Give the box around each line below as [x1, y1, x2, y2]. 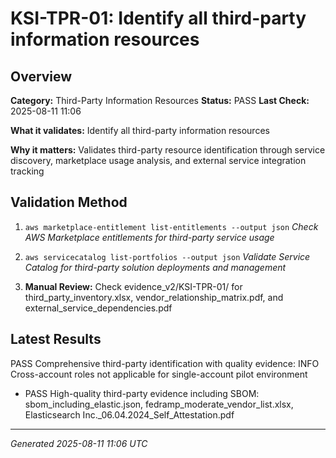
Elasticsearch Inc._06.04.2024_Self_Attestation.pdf [24, 408, 235, 421]
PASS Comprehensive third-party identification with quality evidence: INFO [10, 357, 320, 369]
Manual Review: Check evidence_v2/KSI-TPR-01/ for [24, 280, 243, 292]
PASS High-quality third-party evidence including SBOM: [24, 387, 260, 399]
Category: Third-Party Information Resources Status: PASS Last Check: [10, 95, 310, 106]
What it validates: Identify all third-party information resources [10, 125, 270, 136]
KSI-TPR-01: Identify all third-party [10, 7, 307, 30]
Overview [10, 68, 73, 85]
